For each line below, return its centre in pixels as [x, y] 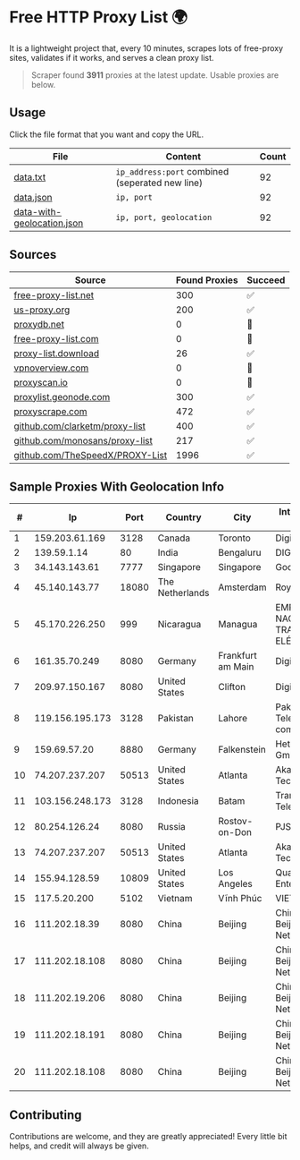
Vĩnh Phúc [240, 899]
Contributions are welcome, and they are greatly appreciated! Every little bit [148, 1137]
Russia [171, 827]
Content [183, 156]
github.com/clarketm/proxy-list [79, 426]
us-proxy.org [42, 310]
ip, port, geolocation [164, 217]
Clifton [232, 687]
